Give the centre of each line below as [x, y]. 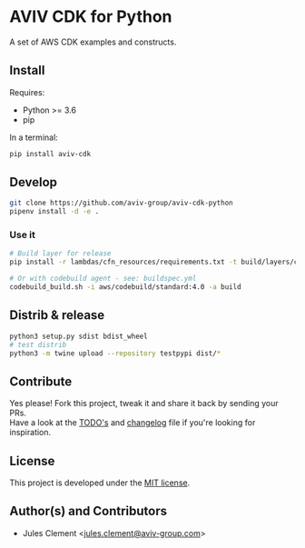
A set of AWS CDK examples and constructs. [93, 42]
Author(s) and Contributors [89, 511]
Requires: [27, 92]
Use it [23, 235]
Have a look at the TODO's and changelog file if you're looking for [133, 423]
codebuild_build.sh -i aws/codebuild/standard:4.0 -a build [126, 287]
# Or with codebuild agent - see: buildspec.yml [103, 279]
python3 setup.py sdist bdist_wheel [79, 336]
